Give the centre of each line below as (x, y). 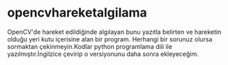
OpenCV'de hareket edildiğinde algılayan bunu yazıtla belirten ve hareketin (114, 32)
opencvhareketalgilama (77, 13)
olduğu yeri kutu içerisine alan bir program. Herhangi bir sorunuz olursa (110, 39)
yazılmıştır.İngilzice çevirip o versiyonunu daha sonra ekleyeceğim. (103, 54)
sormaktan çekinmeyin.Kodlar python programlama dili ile (90, 46)
